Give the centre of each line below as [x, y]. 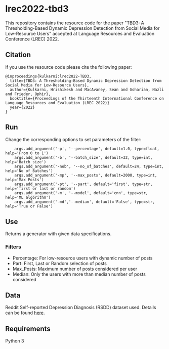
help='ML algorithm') [28, 197]
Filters [13, 247]
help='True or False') [29, 206]
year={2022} [23, 107]
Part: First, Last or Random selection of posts [60, 263]
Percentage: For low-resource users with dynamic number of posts [82, 258]
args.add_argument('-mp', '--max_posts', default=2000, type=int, [86, 175]
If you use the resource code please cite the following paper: [69, 67]
